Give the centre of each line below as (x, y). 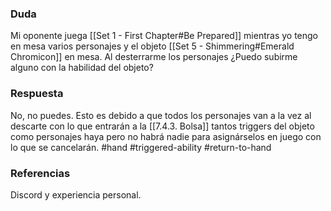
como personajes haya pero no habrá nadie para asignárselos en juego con (166, 136)
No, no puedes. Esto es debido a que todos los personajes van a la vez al (161, 115)
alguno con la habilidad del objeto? (82, 68)
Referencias (40, 173)
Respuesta (37, 94)
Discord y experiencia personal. (76, 194)
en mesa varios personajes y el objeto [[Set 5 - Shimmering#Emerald (152, 46)
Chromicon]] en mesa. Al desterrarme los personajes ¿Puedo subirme (154, 57)
